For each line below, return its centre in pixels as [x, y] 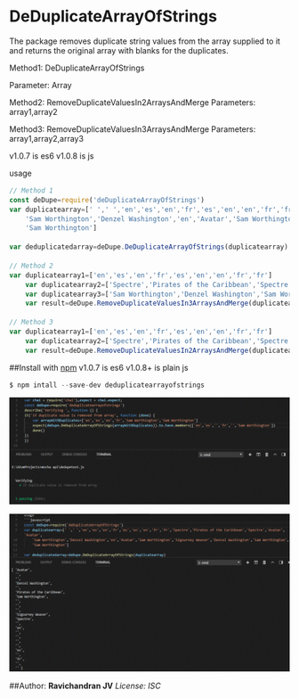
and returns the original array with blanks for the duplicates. [119, 50]
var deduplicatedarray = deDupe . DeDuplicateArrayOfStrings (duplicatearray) [149, 247]
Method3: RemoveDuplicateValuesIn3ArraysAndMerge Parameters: [133, 129]
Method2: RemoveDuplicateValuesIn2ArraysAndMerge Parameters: [133, 102]
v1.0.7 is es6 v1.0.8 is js [52, 156]
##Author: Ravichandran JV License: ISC [85, 686]
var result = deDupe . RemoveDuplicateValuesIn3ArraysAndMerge [137, 304]
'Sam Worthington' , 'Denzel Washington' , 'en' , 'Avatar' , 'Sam [137, 219]
